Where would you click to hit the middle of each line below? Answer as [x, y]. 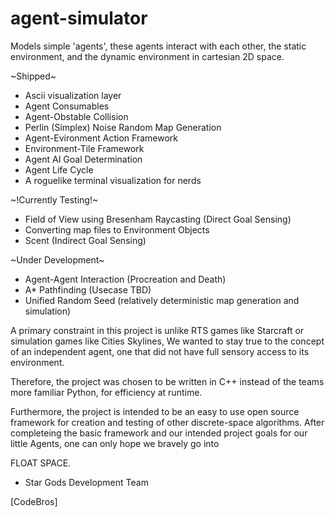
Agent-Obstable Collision [76, 116]
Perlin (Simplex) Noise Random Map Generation [123, 127]
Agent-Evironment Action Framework [101, 138]
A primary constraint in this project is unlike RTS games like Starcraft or [157, 330]
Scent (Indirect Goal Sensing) [85, 240]
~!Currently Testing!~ [54, 199]
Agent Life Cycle [59, 169]
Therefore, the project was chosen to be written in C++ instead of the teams [167, 381]
